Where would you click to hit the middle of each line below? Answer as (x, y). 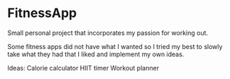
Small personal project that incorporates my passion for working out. (108, 33)
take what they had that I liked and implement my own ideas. (96, 54)
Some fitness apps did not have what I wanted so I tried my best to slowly (115, 46)
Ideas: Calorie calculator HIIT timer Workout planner (83, 68)
